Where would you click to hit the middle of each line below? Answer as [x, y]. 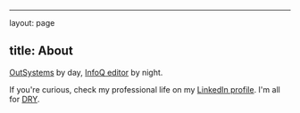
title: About [41, 51]
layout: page [32, 23]
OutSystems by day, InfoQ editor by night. [86, 72]
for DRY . [25, 99]
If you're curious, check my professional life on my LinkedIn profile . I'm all [145, 89]
